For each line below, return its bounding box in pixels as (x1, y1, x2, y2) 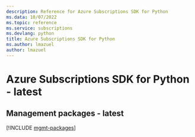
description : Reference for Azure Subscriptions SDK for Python (6, 8, 168, 15)
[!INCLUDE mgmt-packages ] (6, 124, 76, 131)
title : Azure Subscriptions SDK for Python (6, 36, 116, 42)
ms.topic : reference (6, 19, 57, 25)
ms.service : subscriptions (6, 25, 73, 31)
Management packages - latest (6, 109, 124, 119)
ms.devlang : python (6, 31, 55, 37)
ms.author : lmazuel (6, 42, 55, 48)
